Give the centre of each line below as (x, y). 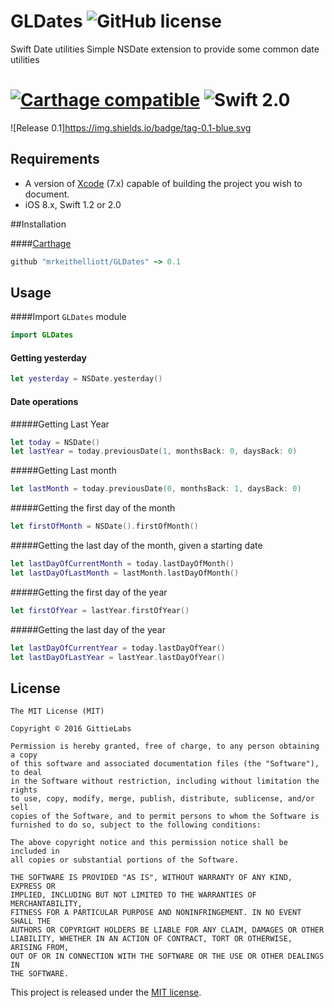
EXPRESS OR (33, 886)
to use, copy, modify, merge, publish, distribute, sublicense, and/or (162, 799)
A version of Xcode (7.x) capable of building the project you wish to (163, 183)
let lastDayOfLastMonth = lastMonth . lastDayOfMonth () (125, 573)
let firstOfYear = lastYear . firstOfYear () (100, 610)
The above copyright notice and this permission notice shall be (149, 843)
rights (24, 790)
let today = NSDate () (55, 442)
